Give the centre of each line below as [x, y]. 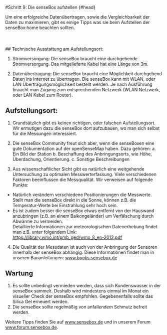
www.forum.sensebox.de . [32, 327]
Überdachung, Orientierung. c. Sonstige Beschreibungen [71, 159]
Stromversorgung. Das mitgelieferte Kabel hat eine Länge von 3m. [80, 64]
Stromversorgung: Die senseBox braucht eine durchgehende [75, 59]
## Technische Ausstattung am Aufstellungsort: [54, 49]
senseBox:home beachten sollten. [40, 28]
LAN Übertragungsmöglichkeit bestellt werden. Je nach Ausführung [82, 84]
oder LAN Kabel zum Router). [43, 95]
